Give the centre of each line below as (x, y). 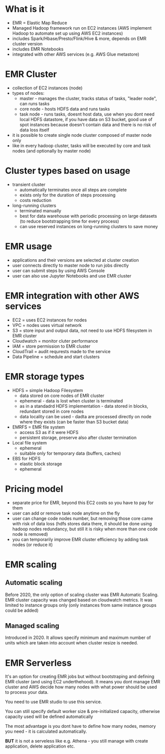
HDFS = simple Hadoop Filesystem (48, 390)
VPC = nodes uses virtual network (47, 325)
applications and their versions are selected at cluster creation (75, 260)
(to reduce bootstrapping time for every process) (69, 221)
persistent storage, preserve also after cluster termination (78, 437)
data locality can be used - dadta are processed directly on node (85, 416)
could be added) (22, 610)
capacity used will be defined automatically (49, 716)
